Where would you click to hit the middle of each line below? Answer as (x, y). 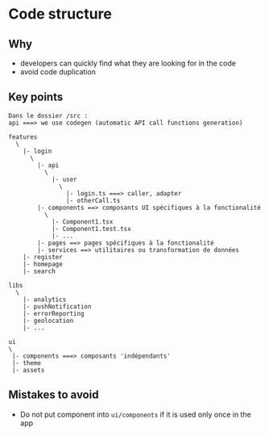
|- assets (28, 370)
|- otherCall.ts (93, 200)
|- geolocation (48, 321)
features (23, 137)
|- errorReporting (54, 313)
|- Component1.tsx (82, 222)
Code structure (60, 14)
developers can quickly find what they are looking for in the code (128, 63)
